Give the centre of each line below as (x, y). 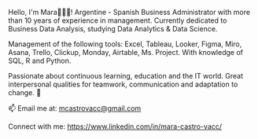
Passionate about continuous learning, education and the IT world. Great (126, 76)
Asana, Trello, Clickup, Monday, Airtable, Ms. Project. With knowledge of (126, 52)
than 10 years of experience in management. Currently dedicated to (118, 20)
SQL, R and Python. (40, 60)
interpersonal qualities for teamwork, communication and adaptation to (123, 84)
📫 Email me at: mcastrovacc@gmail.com (75, 108)
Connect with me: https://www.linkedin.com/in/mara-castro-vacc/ (115, 126)
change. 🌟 (25, 93)
